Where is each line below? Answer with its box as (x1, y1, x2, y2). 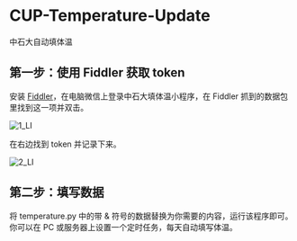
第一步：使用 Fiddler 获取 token (9, 65, 185, 81)
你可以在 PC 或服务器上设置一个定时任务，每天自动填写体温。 (9, 221, 238, 232)
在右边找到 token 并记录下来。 (9, 138, 121, 149)
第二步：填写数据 (9, 185, 104, 201)
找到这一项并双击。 (16, 102, 88, 112)
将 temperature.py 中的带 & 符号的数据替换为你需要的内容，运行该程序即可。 (9, 210, 293, 221)
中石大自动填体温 (9, 36, 73, 47)
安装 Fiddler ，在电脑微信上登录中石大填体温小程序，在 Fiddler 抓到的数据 (9, 91, 281, 102)
